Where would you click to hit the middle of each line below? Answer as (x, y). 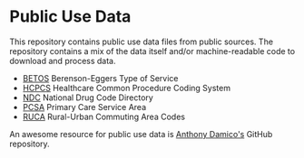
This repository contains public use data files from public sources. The (142, 42)
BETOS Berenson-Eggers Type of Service (100, 78)
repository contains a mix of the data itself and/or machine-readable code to (152, 51)
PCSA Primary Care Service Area (84, 107)
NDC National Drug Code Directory (88, 98)
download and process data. (63, 60)
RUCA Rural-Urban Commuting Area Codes (104, 116)
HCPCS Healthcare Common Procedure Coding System (127, 88)
